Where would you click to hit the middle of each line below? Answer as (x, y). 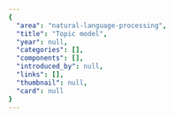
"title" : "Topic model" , (62, 33)
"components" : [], (50, 58)
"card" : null (40, 91)
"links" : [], (40, 75)
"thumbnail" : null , (52, 83)
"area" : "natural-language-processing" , (91, 26)
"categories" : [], (50, 50)
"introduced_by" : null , (60, 67)
